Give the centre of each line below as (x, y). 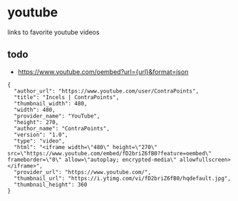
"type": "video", (40, 141)
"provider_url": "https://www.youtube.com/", (83, 172)
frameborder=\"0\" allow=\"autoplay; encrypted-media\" (92, 160)
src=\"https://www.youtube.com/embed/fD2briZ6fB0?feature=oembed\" (110, 153)
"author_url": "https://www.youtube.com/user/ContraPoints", (107, 91)
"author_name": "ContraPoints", (62, 128)
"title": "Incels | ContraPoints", (67, 97)
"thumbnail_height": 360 (51, 185)
